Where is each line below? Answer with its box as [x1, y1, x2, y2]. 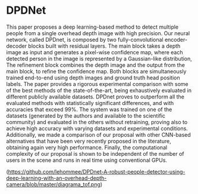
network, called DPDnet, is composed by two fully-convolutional [6, 36, 164, 43]
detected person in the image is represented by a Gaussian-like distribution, [6, 55, 192, 62]
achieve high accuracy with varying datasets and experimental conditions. [6, 125, 188, 132]
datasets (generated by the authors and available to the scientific [6, 112, 165, 119]
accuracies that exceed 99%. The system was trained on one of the [6, 106, 172, 113]
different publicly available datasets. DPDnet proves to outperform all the [6, 93, 184, 100]
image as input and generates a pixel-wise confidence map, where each [6, 48, 183, 56]
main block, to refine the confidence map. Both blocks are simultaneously [6, 67, 187, 75]
